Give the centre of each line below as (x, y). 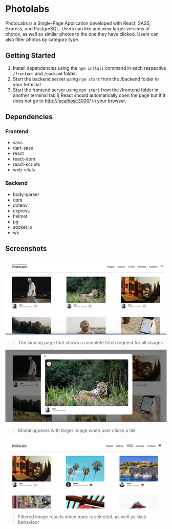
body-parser (26, 194)
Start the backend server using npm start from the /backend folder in (86, 79)
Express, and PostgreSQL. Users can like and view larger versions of (78, 28)
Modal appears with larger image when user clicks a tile (77, 430)
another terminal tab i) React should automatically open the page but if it (89, 95)
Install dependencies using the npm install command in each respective (89, 68)
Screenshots (26, 249)
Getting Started (30, 56)
